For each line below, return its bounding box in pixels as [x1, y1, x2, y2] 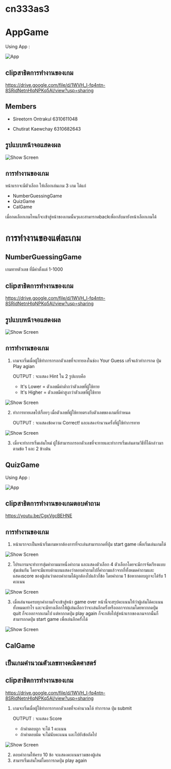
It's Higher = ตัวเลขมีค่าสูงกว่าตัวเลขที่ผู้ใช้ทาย [20, 389, 101, 395]
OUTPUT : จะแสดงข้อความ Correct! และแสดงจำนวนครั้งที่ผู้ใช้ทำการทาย [12, 419, 140, 426]
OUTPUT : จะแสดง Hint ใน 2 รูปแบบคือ [12, 373, 86, 379]
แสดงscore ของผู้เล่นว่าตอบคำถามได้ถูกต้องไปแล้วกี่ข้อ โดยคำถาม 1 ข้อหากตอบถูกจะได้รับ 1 [12, 573, 166, 579]
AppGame [5, 27, 49, 38]
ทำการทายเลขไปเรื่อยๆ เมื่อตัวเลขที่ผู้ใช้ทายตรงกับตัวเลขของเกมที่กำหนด [12, 409, 131, 415]
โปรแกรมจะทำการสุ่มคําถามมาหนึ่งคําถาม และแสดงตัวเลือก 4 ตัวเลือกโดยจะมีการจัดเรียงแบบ [12, 561, 166, 568]
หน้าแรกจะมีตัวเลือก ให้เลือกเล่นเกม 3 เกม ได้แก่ [5, 183, 86, 189]
